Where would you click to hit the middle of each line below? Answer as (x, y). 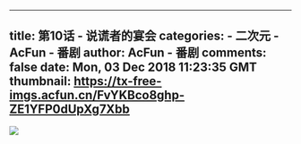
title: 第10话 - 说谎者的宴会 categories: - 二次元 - (144, 36)
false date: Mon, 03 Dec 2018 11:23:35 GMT (133, 68)
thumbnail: (40, 81)
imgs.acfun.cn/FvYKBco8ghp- (97, 95)
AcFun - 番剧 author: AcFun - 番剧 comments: (138, 53)
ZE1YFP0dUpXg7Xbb (69, 110)
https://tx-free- (117, 81)
